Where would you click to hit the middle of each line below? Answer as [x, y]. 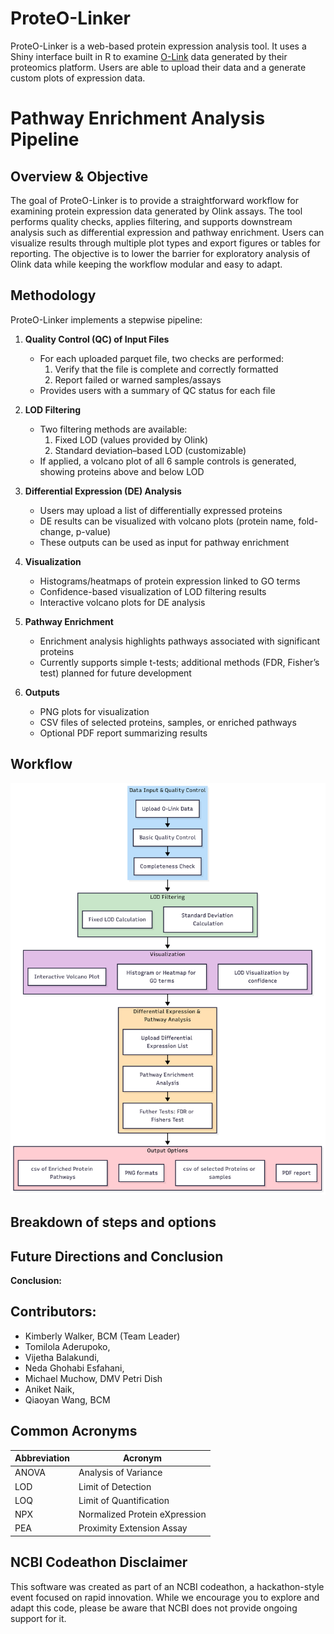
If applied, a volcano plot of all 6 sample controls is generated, [168, 461]
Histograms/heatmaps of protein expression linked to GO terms [170, 581]
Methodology [53, 295]
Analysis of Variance [120, 1473]
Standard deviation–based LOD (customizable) [150, 450]
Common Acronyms [74, 1431]
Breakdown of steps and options [113, 1222]
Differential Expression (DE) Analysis [103, 491]
